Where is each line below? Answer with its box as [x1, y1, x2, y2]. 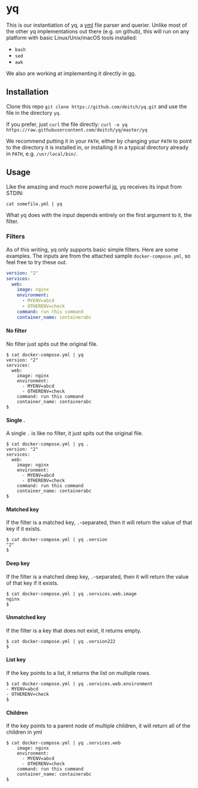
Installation [6, 87, 49, 97]
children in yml [6, 729, 43, 736]
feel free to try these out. [6, 258, 67, 266]
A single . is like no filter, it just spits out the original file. [6, 430, 144, 437]
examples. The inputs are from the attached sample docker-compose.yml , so [6, 252, 191, 259]
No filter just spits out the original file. [6, 340, 98, 347]
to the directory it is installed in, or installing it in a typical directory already [6, 143, 188, 150]
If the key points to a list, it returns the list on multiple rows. [6, 669, 151, 676]
